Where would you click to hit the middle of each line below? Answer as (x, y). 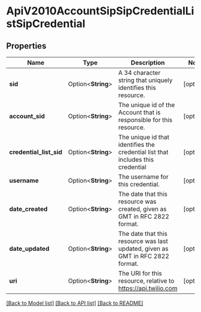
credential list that (143, 152)
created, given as (142, 209)
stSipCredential (46, 24)
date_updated (29, 249)
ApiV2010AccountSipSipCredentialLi (100, 11)
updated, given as (143, 249)
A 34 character (139, 73)
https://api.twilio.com (148, 288)
